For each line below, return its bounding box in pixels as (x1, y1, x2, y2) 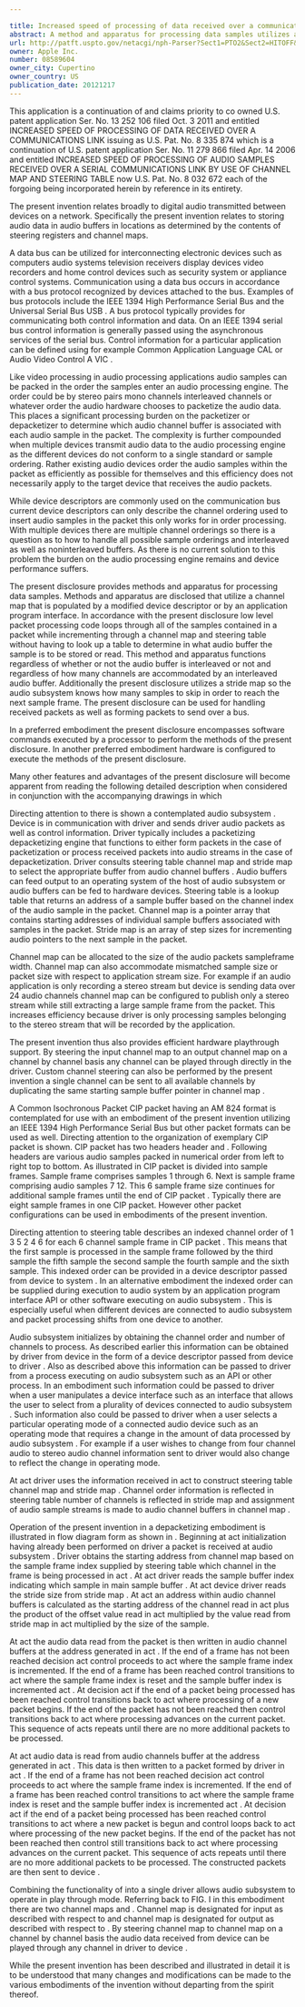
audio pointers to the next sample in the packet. (9, 933, 188, 944)
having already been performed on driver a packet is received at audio (9, 1541, 273, 1552)
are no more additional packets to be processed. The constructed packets (9, 1857, 287, 1868)
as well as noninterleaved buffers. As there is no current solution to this (9, 544, 276, 555)
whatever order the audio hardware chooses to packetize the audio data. (9, 400, 281, 411)
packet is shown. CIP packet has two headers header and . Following (9, 1141, 268, 1152)
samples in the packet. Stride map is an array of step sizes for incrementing (9, 923, 292, 934)
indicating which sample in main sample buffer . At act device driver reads (9, 1579, 287, 1590)
